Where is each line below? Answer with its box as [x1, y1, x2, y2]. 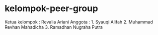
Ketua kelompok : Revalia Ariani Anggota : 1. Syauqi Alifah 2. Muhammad [4, 19, 154, 25]
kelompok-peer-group [4, 3, 98, 14]
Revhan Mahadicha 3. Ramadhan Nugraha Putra [4, 24, 103, 30]
